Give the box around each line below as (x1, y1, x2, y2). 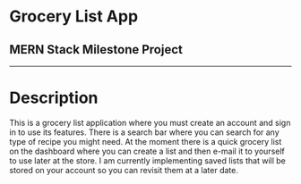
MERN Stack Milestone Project (9, 42, 184, 57)
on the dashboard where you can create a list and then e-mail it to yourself (9, 146, 285, 156)
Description (9, 88, 99, 108)
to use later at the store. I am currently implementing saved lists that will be (9, 155, 287, 166)
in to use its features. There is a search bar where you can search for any (9, 127, 279, 138)
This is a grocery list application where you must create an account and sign (9, 117, 291, 128)
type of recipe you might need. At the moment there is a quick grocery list (9, 136, 282, 146)
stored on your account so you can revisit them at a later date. (9, 164, 239, 175)
